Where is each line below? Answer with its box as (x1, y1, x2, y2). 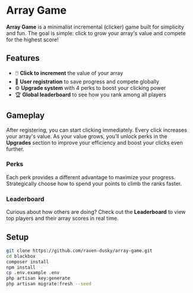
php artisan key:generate (6, 275, 70, 282)
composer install (6, 258, 49, 265)
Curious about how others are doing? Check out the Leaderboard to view (6, 208, 186, 216)
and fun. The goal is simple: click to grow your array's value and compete (6, 29, 186, 36)
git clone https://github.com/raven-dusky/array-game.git (6, 248, 153, 254)
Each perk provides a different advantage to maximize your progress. (6, 173, 176, 180)
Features (6, 53, 40, 63)
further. (6, 145, 25, 152)
